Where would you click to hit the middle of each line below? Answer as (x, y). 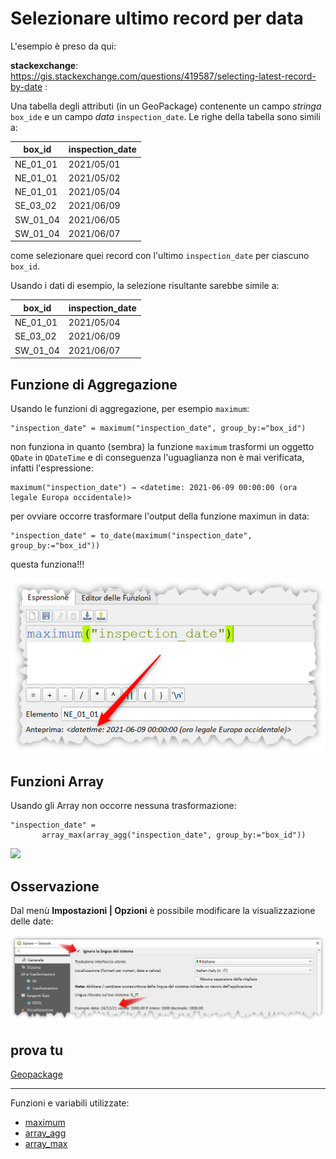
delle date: (32, 921)
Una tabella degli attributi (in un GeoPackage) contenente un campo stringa (166, 106)
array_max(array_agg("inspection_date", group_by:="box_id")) (174, 835)
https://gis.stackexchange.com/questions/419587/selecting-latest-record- (163, 76)
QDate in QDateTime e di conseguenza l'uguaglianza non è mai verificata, (157, 457)
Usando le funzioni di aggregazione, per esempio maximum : (130, 408)
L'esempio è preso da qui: (63, 46)
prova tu (37, 1050)
